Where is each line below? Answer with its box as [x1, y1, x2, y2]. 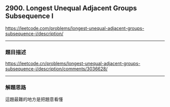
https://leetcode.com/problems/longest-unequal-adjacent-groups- [5, 25, 145, 31]
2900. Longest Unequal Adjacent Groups [5, 4, 137, 13]
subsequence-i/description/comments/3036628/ [5, 66, 108, 72]
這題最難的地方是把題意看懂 [5, 96, 63, 102]
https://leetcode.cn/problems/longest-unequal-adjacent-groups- [5, 60, 141, 67]
